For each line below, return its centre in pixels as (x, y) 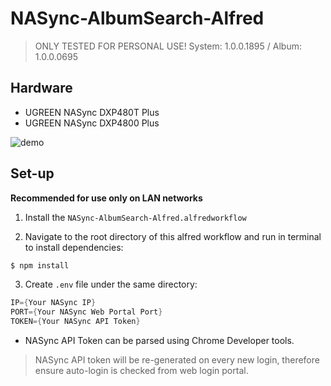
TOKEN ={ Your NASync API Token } (75, 322)
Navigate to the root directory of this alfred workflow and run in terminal (173, 236)
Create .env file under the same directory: (111, 284)
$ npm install (40, 265)
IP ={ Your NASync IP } (53, 303)
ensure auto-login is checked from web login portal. (141, 371)
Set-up (32, 173)
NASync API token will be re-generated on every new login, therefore (177, 360)
